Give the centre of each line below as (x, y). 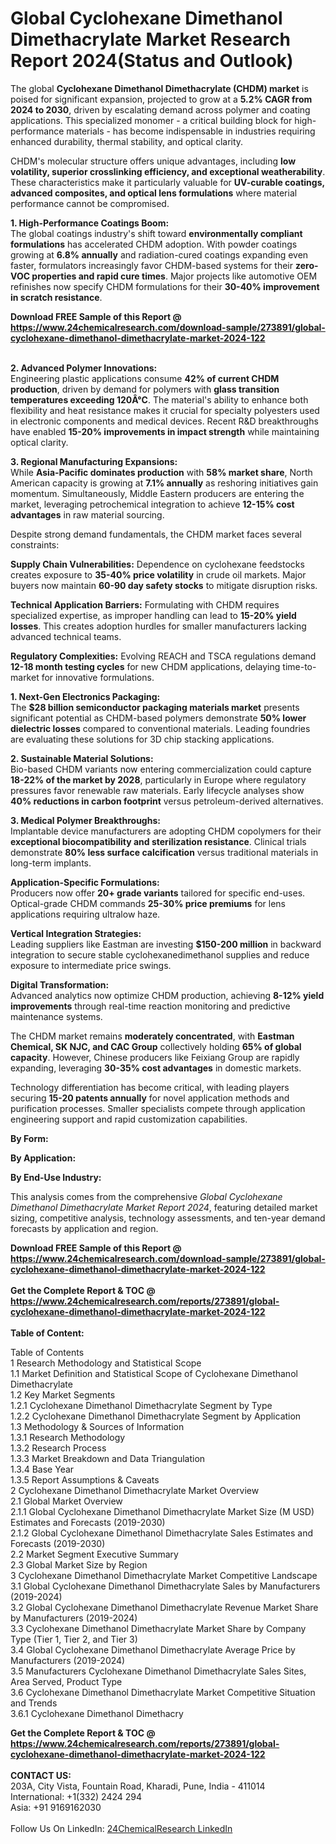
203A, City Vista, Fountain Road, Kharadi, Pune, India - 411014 (138, 1786)
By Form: (29, 1138)
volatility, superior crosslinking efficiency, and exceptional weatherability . (168, 171)
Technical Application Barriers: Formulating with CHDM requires (145, 604)
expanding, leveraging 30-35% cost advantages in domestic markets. (156, 1068)
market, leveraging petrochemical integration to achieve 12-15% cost (152, 504)
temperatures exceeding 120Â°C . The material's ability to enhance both (159, 399)
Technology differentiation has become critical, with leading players (150, 1087)
